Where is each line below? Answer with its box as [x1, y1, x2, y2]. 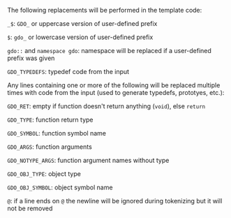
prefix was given [7, 54, 55, 62]
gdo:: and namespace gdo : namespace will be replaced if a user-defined [7, 47, 211, 54]
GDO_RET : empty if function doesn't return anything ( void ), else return [7, 102, 206, 110]
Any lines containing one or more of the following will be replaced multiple [7, 81, 221, 89]
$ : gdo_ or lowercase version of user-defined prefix [7, 33, 154, 41]
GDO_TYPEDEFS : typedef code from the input [7, 68, 130, 75]
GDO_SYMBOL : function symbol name [7, 129, 107, 137]
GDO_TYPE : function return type [7, 115, 94, 124]
